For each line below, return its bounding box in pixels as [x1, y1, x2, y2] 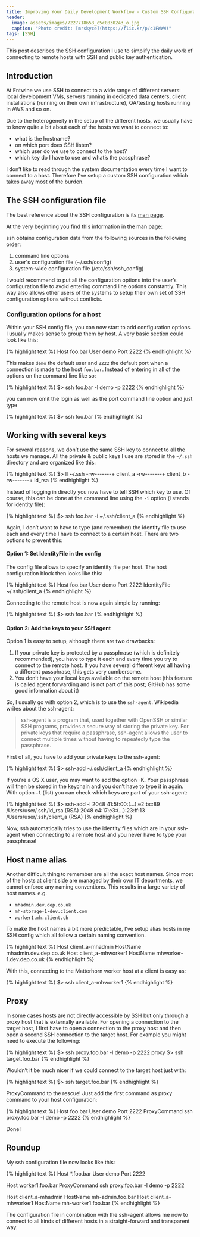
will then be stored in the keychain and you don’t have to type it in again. [6, 783, 184, 790]
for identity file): [6, 501, 46, 508]
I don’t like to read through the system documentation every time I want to [6, 165, 187, 173]
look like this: [6, 336, 39, 344]
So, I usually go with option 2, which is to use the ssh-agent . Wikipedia [6, 699, 179, 706]
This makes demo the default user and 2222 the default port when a [6, 360, 168, 367]
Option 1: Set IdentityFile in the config [6, 550, 101, 557]
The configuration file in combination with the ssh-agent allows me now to [6, 1211, 189, 1218]
